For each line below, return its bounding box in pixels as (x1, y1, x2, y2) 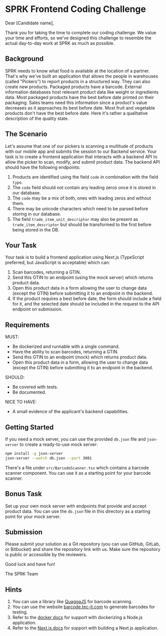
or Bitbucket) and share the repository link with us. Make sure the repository (5, 546, 161, 552)
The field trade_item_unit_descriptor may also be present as (12, 216, 138, 222)
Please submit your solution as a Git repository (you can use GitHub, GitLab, (5, 541, 161, 547)
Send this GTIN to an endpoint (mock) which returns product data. (12, 354, 148, 360)
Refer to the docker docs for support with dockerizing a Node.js (12, 615, 143, 621)
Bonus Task (5, 490, 42, 498)
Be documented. (12, 389, 47, 395)
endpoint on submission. (12, 306, 63, 312)
